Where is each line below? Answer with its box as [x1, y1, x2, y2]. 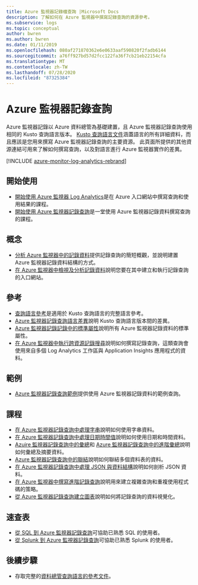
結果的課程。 [20, 200, 52, 207]
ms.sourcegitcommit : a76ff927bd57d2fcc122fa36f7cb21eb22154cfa [6, 53, 166, 59]
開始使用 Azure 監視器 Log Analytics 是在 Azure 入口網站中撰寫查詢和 [14, 193, 184, 200]
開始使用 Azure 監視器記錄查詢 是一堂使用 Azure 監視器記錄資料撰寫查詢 [14, 207, 191, 215]
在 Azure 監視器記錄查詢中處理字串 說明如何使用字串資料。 [14, 426, 158, 433]
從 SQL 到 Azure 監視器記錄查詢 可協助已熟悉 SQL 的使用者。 [14, 529, 164, 536]
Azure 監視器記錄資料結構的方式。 [14, 259, 99, 266]
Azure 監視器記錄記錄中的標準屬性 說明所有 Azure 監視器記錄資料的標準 [14, 325, 189, 332]
